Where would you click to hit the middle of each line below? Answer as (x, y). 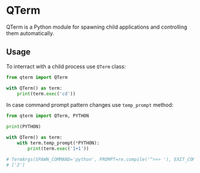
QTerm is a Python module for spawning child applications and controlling (97, 27)
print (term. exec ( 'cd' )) (46, 94)
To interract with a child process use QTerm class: (66, 66)
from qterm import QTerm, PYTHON (48, 116)
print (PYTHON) (24, 127)
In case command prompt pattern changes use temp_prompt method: (90, 105)
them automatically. (30, 33)
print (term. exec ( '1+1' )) (58, 149)
